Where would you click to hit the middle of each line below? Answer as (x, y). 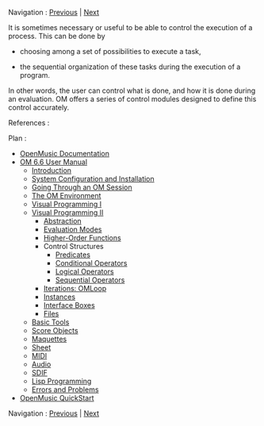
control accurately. (39, 107)
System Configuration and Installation (93, 179)
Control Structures (74, 246)
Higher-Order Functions (82, 238)
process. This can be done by (57, 36)
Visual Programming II (67, 213)
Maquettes (49, 339)
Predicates (73, 255)
